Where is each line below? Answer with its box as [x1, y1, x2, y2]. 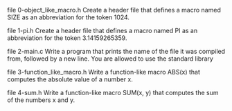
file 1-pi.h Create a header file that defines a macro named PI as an [7, 27, 198, 34]
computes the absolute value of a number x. [7, 75, 134, 83]
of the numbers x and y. [7, 96, 75, 104]
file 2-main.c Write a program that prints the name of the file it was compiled [7, 48, 226, 55]
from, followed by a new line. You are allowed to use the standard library [7, 54, 213, 63]
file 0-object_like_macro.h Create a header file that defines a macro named [7, 6, 222, 14]
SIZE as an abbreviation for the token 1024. [7, 13, 130, 21]
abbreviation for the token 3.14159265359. [7, 34, 127, 42]
